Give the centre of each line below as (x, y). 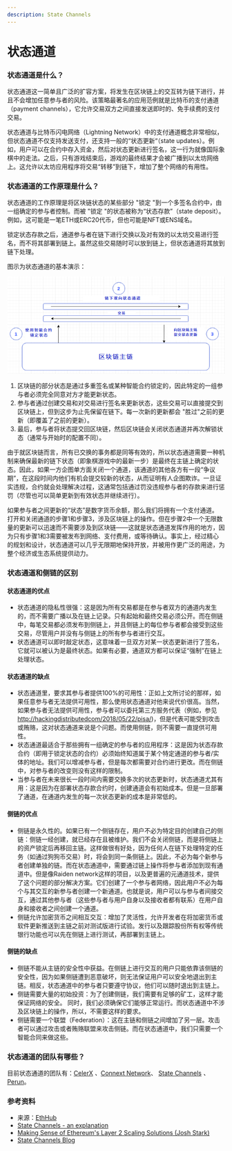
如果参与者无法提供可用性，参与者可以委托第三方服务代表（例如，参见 (117, 710)
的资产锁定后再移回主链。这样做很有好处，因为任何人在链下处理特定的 (117, 848)
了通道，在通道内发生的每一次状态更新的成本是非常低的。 (99, 797)
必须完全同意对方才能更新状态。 (75, 395)
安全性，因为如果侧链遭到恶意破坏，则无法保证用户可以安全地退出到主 (117, 976)
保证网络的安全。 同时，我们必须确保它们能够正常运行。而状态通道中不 (118, 1002)
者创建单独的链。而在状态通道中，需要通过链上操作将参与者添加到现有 (117, 865)
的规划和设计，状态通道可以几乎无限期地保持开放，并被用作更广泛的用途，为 (116, 545)
